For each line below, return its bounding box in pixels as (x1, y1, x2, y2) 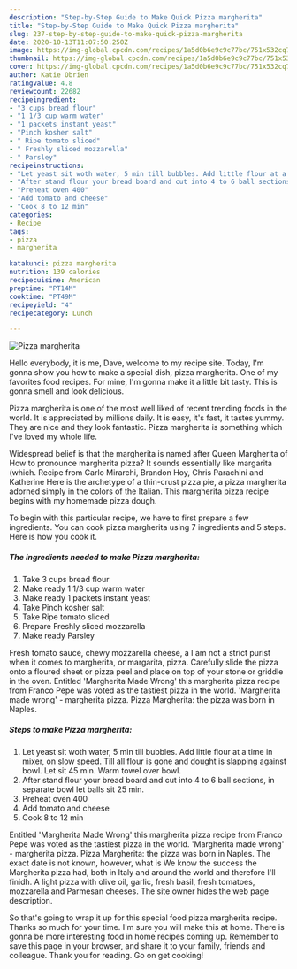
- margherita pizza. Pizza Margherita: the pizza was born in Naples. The (9, 849, 271, 859)
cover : (9, 63, 34, 72)
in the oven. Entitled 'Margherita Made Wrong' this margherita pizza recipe (9, 676, 281, 687)
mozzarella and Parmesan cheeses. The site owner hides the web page (9, 886, 270, 896)
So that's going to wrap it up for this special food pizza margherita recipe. (9, 912, 278, 923)
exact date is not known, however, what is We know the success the (9, 857, 258, 868)
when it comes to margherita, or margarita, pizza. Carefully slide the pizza (9, 657, 278, 668)
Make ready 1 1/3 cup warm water (21, 583, 146, 594)
